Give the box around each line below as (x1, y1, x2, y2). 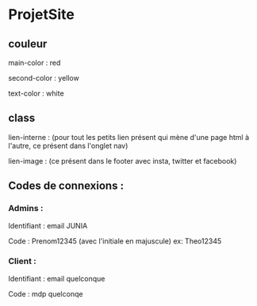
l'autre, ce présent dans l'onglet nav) (8, 141, 128, 150)
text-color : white (8, 89, 65, 98)
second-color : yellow (8, 74, 79, 82)
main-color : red (8, 58, 61, 67)
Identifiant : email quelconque (8, 274, 105, 283)
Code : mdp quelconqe (8, 289, 83, 298)
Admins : (8, 203, 44, 214)
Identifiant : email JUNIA (8, 221, 88, 230)
